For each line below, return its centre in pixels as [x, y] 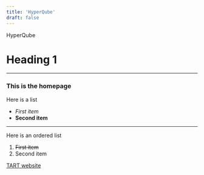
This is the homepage [39, 86]
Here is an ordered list [34, 135]
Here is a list [22, 99]
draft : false [23, 18]
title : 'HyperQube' [31, 12]
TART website [24, 165]
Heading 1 [32, 59]
